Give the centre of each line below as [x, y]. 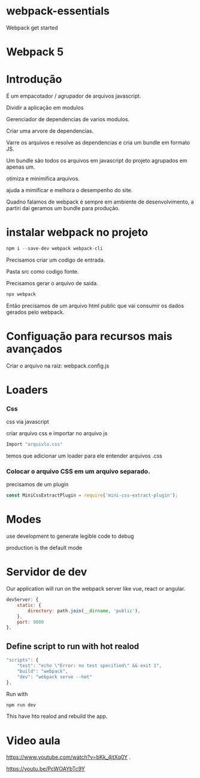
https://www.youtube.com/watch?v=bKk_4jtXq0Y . [69, 757]
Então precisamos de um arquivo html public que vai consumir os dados [95, 306]
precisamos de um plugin [37, 484]
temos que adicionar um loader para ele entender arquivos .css [84, 456]
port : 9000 [31, 622]
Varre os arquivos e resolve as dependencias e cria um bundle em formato [98, 143]
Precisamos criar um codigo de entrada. [56, 260]
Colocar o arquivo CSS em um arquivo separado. [78, 471]
